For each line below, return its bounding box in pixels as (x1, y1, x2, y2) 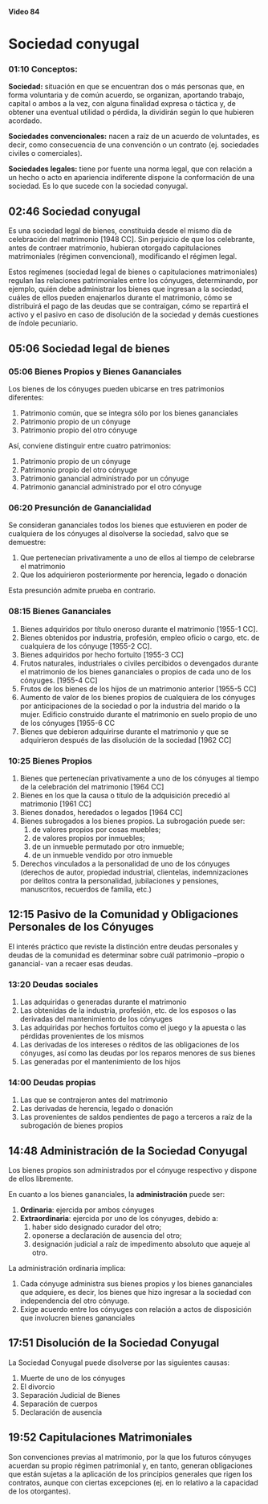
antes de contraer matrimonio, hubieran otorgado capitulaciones (8, 243, 221, 252)
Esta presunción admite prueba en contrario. (8, 586, 156, 596)
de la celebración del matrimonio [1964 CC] (19, 781, 164, 791)
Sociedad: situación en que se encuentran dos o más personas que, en (8, 82, 245, 92)
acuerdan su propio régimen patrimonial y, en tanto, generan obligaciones (8, 1461, 253, 1470)
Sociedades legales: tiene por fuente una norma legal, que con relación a (8, 164, 253, 174)
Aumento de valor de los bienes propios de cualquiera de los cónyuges (19, 692, 256, 702)
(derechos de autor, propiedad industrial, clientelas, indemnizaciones (19, 867, 249, 877)
